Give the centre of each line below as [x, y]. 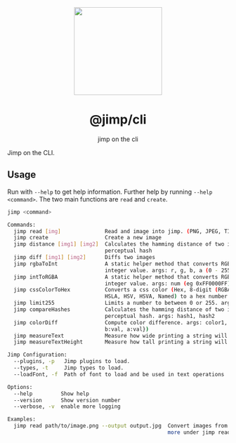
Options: [20, 387]
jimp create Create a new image [87, 238]
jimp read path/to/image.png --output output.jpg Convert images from [121, 426]
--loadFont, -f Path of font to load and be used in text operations [119, 374]
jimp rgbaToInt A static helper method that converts [116, 264]
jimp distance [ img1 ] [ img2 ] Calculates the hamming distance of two [119, 244]
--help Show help [52, 394]
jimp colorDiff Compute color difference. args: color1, [121, 322]
